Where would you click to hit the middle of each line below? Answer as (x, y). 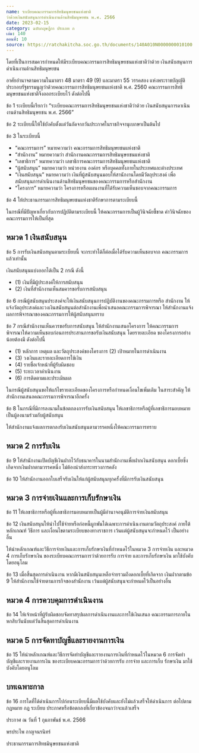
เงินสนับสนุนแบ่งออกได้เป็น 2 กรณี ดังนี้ (45, 270)
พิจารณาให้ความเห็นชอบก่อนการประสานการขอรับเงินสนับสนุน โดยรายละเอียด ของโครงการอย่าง (99, 333)
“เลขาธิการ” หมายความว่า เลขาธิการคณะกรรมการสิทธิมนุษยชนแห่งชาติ (82, 161)
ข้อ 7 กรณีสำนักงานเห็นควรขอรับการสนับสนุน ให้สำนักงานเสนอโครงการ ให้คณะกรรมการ (92, 326)
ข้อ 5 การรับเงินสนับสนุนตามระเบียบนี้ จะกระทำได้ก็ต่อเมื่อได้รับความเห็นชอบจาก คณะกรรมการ (97, 251)
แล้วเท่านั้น (17, 258)
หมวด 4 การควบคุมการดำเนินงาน (55, 600)
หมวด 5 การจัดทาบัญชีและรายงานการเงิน (65, 640)
